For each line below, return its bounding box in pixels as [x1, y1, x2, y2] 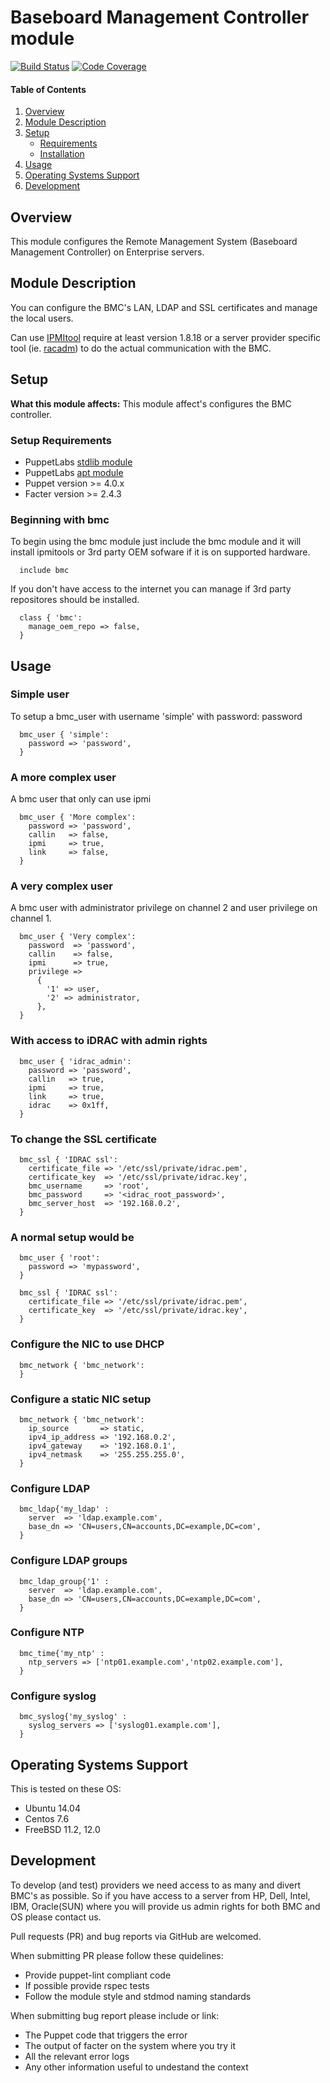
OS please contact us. [10, 1911, 102, 1923]
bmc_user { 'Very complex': [19, 932, 137, 942]
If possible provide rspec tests [24, 1979, 150, 1991]
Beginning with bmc [10, 512, 110, 526]
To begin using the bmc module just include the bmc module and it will [10, 536, 302, 548]
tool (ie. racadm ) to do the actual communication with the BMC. [10, 342, 272, 354]
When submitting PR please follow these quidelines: [10, 1949, 224, 1961]
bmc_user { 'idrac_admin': [19, 1056, 132, 1066]
